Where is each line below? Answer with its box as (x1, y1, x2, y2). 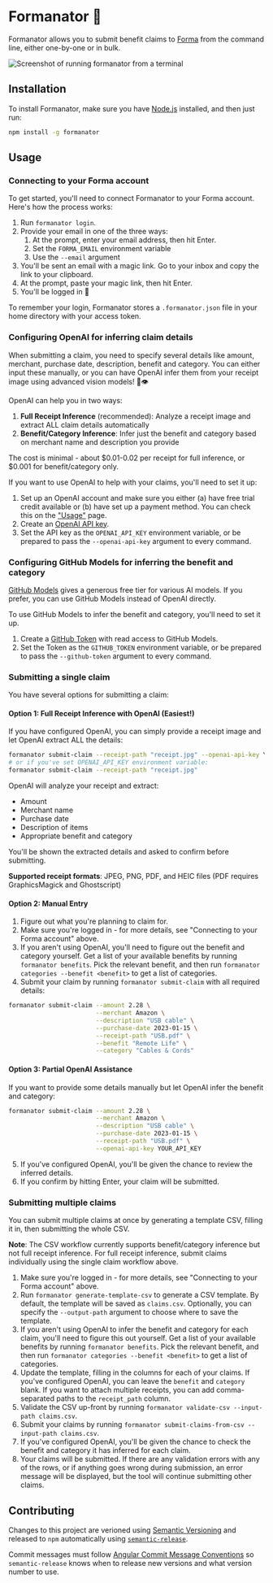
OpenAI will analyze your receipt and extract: (8, 781, 159, 791)
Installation (8, 82, 67, 96)
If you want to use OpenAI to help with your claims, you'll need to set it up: (8, 477, 258, 487)
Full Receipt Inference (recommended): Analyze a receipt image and (19, 411, 251, 421)
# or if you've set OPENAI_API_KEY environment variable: (8, 759, 209, 767)
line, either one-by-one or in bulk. (8, 42, 121, 52)
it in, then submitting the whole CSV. (8, 1224, 130, 1234)
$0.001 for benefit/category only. (8, 461, 119, 471)
